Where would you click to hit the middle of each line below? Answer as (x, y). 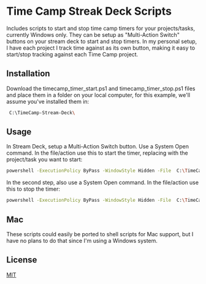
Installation (28, 74)
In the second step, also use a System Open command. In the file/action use (103, 183)
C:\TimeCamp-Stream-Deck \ (42, 113)
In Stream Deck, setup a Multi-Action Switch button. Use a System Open (97, 147)
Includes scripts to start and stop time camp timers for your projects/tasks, (101, 28)
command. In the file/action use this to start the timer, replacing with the (97, 153)
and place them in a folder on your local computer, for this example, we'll (98, 95)
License (22, 260)
